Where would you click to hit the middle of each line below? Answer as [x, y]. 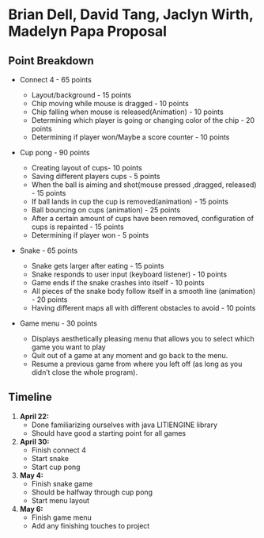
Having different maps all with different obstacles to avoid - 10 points [143, 308]
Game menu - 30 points [58, 323]
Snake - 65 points [49, 250]
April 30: [34, 441]
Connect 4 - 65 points [56, 80]
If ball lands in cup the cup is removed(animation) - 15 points [130, 201]
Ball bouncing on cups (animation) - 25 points [106, 210]
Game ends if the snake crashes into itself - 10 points [118, 282]
